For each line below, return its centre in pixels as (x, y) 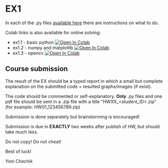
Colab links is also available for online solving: (53, 32)
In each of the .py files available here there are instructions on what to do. (82, 23)
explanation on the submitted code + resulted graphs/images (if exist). (79, 86)
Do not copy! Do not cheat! (33, 141)
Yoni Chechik (19, 161)
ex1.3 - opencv (28, 53)
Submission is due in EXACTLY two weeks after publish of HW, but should (82, 126)
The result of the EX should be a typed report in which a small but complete (84, 81)
